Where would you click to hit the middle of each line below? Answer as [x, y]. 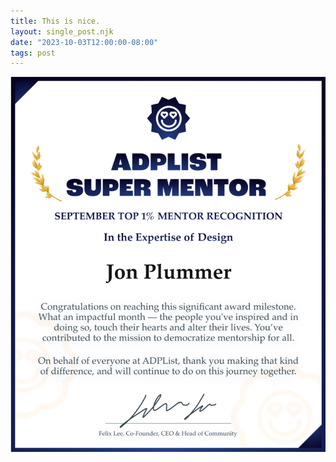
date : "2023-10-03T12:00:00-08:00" [84, 42]
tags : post [33, 53]
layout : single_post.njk [62, 31]
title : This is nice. [55, 21]
